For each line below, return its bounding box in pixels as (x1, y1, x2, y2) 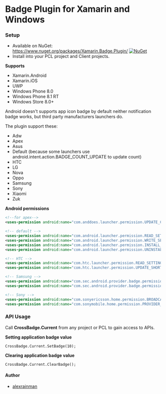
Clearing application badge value (5, 352, 75, 358)
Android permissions (5, 205, 49, 211)
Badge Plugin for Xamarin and (5, 3, 130, 15)
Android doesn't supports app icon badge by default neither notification (5, 108, 152, 114)
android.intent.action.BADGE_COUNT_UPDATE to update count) (12, 154, 142, 160)
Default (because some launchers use (12, 148, 90, 154)
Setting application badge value (5, 334, 72, 340)
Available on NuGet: (12, 43, 53, 49)
